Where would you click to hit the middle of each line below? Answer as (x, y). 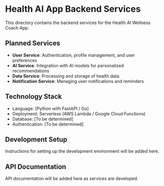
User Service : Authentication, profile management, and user (74, 55)
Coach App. (17, 27)
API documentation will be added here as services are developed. (72, 179)
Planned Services (33, 43)
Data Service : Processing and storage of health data (66, 76)
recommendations (31, 71)
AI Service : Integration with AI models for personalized (68, 65)
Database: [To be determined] (43, 119)
